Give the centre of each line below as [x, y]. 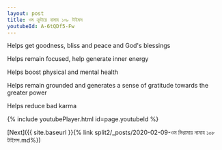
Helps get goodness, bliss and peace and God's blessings [89, 46]
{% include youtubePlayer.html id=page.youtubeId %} [83, 119]
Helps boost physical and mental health [63, 72]
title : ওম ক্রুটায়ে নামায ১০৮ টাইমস [45, 20]
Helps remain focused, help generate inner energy [78, 59]
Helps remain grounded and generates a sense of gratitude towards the [108, 86]
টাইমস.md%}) [24, 140]
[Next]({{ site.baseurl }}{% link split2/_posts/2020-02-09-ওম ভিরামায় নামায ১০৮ [111, 133]
